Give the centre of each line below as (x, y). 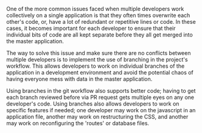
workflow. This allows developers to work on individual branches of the (96, 66)
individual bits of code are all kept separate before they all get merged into (99, 35)
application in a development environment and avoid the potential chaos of (100, 72)
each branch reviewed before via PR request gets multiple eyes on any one (100, 97)
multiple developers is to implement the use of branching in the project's (97, 59)
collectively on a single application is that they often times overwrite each (98, 15)
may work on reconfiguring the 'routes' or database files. (78, 123)
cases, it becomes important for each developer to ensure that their (91, 28)
